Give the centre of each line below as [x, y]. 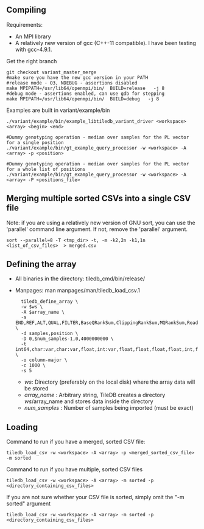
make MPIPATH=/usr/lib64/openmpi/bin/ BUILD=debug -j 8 [83, 99]
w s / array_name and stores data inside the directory [89, 401]
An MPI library [33, 36]
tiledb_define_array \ [50, 302]
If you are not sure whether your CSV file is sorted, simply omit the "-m [95, 497]
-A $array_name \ [43, 313]
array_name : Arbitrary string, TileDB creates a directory [95, 395]
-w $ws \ [32, 307]
